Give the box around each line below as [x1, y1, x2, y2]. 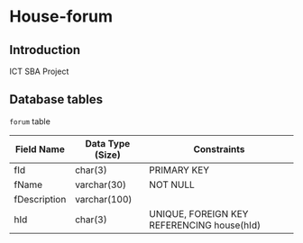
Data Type [85, 137, 131, 149]
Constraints [193, 142, 245, 155]
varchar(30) [75, 178, 126, 191]
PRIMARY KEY [148, 164, 210, 176]
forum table [9, 115, 51, 127]
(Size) [94, 148, 121, 161]
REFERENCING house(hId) [148, 219, 262, 231]
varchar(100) [75, 193, 133, 205]
